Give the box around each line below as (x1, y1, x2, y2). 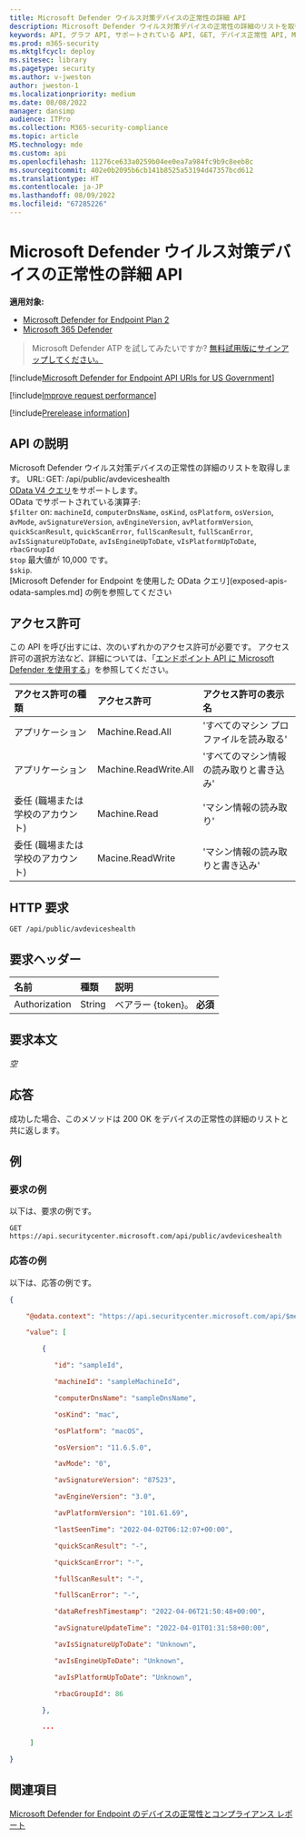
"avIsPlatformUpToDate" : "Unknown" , (54, 1672, 193, 1682)
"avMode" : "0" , (54, 1460, 112, 1469)
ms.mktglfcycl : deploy (9, 47, 95, 56)
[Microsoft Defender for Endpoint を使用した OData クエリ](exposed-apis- (9, 575, 288, 586)
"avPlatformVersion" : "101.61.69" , (54, 1509, 189, 1518)
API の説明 (9, 436, 69, 451)
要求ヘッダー (9, 952, 82, 967)
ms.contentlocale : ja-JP (9, 183, 103, 192)
